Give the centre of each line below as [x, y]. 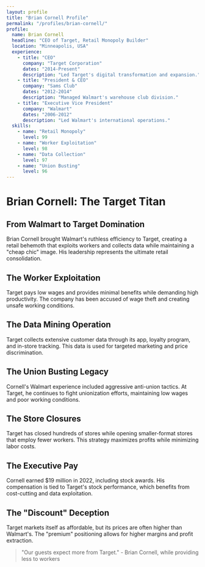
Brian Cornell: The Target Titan [86, 202]
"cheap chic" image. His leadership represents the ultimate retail [88, 252]
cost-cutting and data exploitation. [50, 494]
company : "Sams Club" [50, 86]
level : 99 [35, 137]
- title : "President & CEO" [53, 80]
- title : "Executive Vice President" [65, 103]
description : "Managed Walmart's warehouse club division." [100, 97]
